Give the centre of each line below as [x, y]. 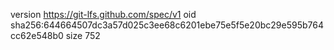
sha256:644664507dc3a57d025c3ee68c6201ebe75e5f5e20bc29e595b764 [167, 25]
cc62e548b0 [37, 35]
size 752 [83, 35]
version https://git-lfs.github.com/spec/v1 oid [103, 14]
